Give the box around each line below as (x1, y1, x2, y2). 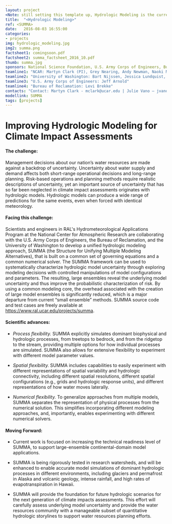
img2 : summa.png (5, 46, 40, 51)
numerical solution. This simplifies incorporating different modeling (12, 405, 155, 411)
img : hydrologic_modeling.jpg (5, 41, 70, 46)
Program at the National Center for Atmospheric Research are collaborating (5, 231, 164, 237)
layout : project (5, 7, 40, 13)
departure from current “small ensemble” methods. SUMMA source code (5, 296, 159, 302)
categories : (5, 31, 31, 36)
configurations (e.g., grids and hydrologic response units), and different (12, 379, 164, 385)
